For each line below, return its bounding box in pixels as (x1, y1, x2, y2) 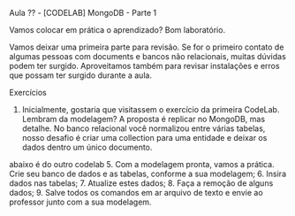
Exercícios (9, 88, 47, 97)
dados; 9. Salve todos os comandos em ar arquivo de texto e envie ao (9, 188, 263, 197)
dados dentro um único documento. (21, 142, 153, 152)
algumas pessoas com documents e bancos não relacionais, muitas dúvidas (9, 51, 287, 61)
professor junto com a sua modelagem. (9, 197, 152, 207)
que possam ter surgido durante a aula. (9, 70, 153, 81)
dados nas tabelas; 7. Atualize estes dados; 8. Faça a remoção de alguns (9, 178, 274, 189)
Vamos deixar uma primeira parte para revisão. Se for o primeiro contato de (9, 42, 284, 52)
